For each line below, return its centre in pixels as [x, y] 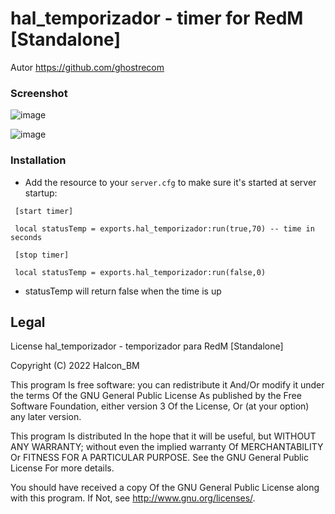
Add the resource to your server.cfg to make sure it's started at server [170, 182]
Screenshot [39, 93]
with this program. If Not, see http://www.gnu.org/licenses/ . [133, 498]
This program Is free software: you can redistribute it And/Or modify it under [167, 385]
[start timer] [44, 211]
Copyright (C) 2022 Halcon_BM [75, 366]
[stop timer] [42, 255]
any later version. [46, 417]
